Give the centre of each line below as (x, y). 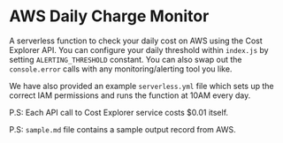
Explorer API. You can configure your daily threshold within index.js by (139, 49)
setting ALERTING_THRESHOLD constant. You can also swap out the (126, 59)
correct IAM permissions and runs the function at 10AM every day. (130, 95)
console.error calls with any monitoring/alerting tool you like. (121, 69)
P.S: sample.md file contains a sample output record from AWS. (122, 129)
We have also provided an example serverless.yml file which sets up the (141, 86)
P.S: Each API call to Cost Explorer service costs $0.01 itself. (119, 112)
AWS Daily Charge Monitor (109, 16)
